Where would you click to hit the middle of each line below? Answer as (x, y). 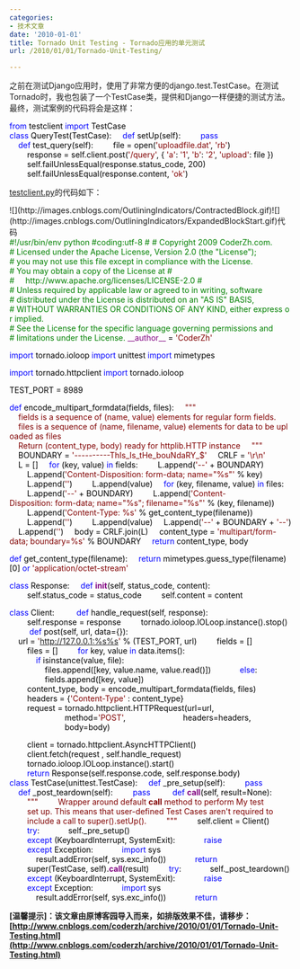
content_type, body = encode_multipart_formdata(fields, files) (141, 689)
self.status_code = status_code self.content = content (135, 595)
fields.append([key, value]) (94, 680)
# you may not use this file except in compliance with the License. (131, 262)
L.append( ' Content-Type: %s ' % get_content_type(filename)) (140, 512)
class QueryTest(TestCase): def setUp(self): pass (114, 136)
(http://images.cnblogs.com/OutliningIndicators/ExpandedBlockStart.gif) (144, 221)
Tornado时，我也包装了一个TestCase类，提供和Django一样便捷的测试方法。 (150, 97)
